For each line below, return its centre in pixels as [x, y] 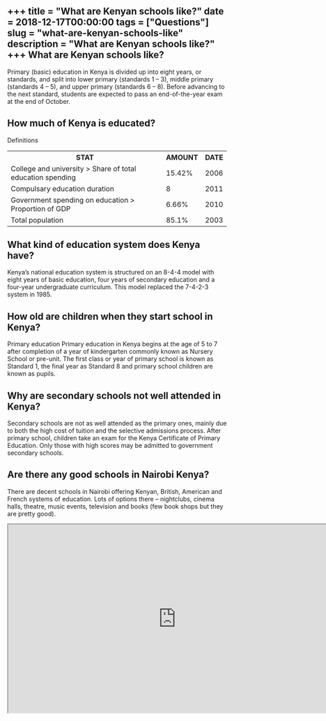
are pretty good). [32, 513]
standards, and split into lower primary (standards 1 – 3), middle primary [110, 79]
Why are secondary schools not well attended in [114, 395]
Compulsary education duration [63, 189]
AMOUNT [182, 157]
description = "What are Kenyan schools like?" [111, 44]
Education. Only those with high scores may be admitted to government [110, 446]
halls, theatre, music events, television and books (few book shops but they [115, 506]
